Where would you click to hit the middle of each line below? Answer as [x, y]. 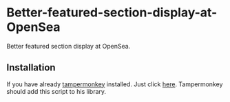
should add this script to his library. [56, 91]
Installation [31, 67]
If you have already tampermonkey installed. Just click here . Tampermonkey [115, 84]
